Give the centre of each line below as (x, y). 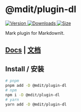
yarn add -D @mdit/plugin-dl (36, 104)
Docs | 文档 (23, 50)
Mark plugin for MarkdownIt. (35, 33)
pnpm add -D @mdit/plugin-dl (36, 86)
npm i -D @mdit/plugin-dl (32, 95)
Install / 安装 (25, 69)
